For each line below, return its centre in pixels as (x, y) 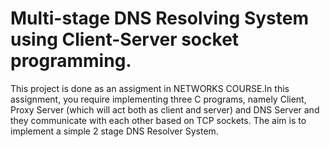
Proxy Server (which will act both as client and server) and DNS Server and (165, 109)
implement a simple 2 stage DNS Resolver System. (114, 131)
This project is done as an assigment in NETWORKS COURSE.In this (150, 88)
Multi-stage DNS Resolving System (159, 18)
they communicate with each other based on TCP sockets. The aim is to (158, 120)
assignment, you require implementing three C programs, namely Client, (158, 99)
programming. (71, 61)
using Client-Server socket (125, 39)
